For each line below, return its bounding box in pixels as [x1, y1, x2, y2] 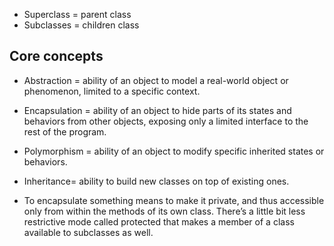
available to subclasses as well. [23, 226, 154, 238]
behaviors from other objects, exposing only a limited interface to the [23, 115, 309, 127]
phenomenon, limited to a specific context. [23, 85, 201, 97]
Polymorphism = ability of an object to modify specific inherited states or [23, 145, 325, 157]
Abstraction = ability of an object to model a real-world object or [23, 74, 289, 86]
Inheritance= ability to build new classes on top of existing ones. [23, 175, 290, 187]
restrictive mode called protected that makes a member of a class [23, 215, 295, 228]
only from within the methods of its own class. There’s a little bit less [23, 205, 306, 217]
